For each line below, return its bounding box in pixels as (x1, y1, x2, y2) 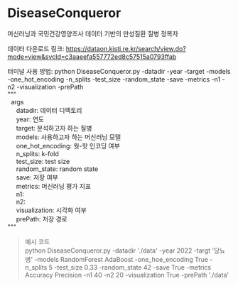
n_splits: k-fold (16, 149, 59, 158)
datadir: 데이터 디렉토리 (16, 106, 82, 114)
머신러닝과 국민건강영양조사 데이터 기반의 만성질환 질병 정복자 (7, 29, 179, 38)
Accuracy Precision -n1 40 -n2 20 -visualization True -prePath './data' (24, 270, 229, 279)
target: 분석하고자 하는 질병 (16, 123, 92, 132)
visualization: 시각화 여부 (16, 206, 87, 214)
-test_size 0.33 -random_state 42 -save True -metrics (54, 263, 212, 271)
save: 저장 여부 (16, 172, 58, 182)
